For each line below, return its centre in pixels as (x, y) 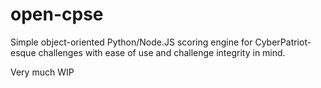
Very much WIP (42, 72)
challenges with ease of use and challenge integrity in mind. (162, 52)
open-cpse (57, 14)
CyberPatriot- (283, 42)
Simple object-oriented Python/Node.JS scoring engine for (131, 42)
